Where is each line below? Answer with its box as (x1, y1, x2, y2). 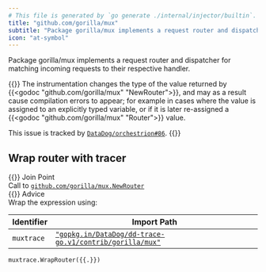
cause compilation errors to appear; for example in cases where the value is (8, 96, 256, 105)
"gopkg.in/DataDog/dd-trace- (55, 230, 165, 239)
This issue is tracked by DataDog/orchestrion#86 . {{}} (8, 128, 181, 138)
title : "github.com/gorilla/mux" (8, 19, 119, 27)
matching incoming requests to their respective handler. (8, 64, 191, 74)
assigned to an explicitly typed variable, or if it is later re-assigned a (8, 105, 230, 114)
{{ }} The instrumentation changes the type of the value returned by (8, 79, 227, 89)
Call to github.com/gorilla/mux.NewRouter (8, 181, 145, 190)
